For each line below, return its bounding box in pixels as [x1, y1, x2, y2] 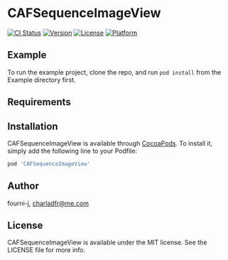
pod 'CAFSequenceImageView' [7, 160, 91, 168]
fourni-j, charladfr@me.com [7, 199, 89, 207]
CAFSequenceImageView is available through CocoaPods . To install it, [7, 139, 213, 147]
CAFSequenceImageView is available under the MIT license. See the [7, 238, 207, 247]
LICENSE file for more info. [7, 246, 86, 254]
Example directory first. [7, 75, 76, 84]
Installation [7, 120, 58, 132]
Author [7, 180, 39, 193]
